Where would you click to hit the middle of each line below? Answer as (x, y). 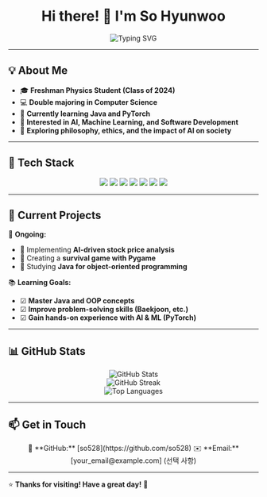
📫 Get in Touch (47, 424)
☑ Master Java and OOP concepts (77, 301)
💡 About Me (38, 71)
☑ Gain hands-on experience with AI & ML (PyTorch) (108, 318)
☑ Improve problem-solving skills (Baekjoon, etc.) (104, 310)
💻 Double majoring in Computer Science (88, 102)
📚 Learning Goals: (40, 283)
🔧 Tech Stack (41, 163)
